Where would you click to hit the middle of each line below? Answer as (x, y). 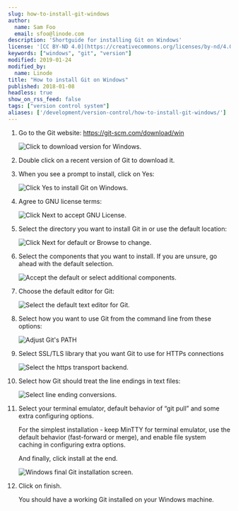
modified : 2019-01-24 (40, 60)
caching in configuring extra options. (72, 444)
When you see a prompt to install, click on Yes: (86, 173)
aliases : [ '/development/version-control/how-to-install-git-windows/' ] (117, 113)
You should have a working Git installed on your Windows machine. (116, 499)
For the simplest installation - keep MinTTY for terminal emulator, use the (124, 430)
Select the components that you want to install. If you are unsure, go (118, 256)
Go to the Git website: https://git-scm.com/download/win (101, 132)
